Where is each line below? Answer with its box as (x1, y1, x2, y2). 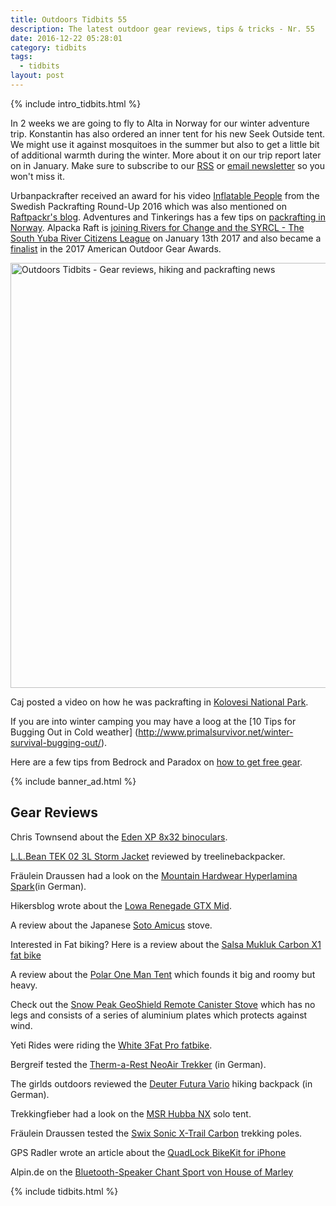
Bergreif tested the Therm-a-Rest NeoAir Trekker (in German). (10, 1058, 267, 1070)
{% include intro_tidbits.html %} (10, 97, 142, 110)
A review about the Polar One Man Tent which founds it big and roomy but (10, 968, 316, 980)
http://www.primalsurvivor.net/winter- (138, 726, 294, 738)
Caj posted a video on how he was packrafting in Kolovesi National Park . (10, 696, 309, 708)
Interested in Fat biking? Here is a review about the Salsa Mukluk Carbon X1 (10, 938, 322, 950)
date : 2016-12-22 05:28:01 (10, 33, 123, 43)
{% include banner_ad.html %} (10, 775, 137, 787)
